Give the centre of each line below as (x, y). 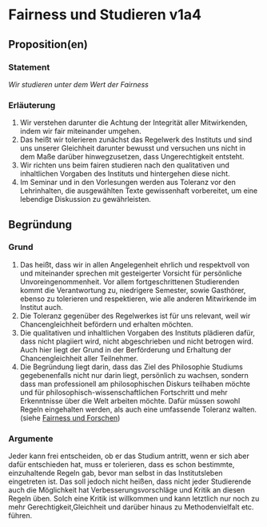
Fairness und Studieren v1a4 (105, 15)
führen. (20, 516)
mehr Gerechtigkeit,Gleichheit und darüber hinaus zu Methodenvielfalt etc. (131, 507)
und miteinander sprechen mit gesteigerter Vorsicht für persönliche (131, 273)
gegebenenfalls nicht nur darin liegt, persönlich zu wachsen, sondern (134, 375)
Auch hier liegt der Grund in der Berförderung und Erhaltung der (126, 349)
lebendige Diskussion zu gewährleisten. (86, 199)
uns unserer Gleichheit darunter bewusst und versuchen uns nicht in (133, 148)
